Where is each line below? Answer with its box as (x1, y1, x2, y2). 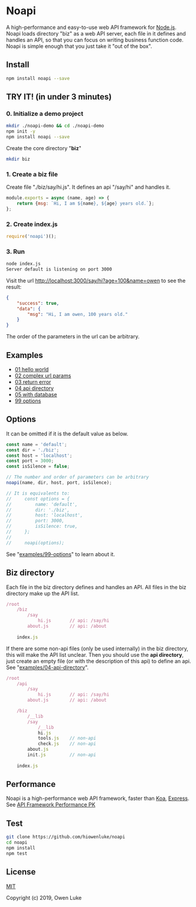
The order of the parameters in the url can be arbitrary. (6, 333, 140, 340)
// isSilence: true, (6, 524, 78, 530)
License (6, 867, 36, 877)
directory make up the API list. (6, 590, 80, 597)
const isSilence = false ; (6, 463, 70, 470)
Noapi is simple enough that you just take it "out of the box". (6, 43, 152, 50)
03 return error (14, 379, 51, 386)
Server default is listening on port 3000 (6, 266, 112, 273)
